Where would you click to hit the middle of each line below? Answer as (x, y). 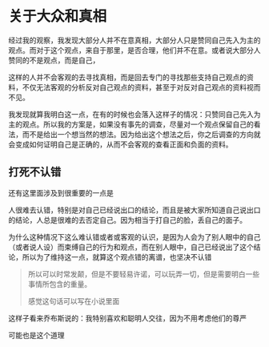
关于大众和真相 (58, 16)
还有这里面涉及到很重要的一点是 (61, 192)
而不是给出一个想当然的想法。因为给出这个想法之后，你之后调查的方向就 (141, 134)
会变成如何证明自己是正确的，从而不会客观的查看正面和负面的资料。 (120, 144)
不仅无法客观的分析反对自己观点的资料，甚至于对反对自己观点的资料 (134, 87)
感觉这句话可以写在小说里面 (74, 301)
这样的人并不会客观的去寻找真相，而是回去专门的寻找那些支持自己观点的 (127, 77)
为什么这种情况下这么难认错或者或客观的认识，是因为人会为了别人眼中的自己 (134, 236)
